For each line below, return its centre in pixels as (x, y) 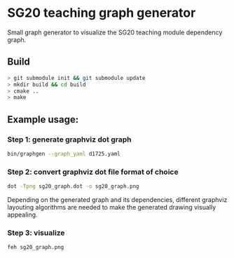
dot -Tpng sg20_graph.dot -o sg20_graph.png (73, 186)
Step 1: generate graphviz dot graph (69, 140)
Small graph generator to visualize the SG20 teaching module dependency (115, 32)
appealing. (22, 215)
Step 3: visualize (36, 233)
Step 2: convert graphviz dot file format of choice (93, 172)
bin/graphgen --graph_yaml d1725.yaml (64, 154)
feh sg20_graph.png (36, 247)
